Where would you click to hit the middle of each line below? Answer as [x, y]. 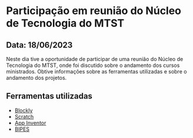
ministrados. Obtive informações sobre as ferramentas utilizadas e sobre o [96, 71]
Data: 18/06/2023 [39, 45]
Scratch [24, 116]
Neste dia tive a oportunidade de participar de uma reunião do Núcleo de [95, 59]
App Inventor [30, 123]
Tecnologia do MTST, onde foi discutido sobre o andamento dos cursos [93, 65]
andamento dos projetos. [36, 78]
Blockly [24, 110]
